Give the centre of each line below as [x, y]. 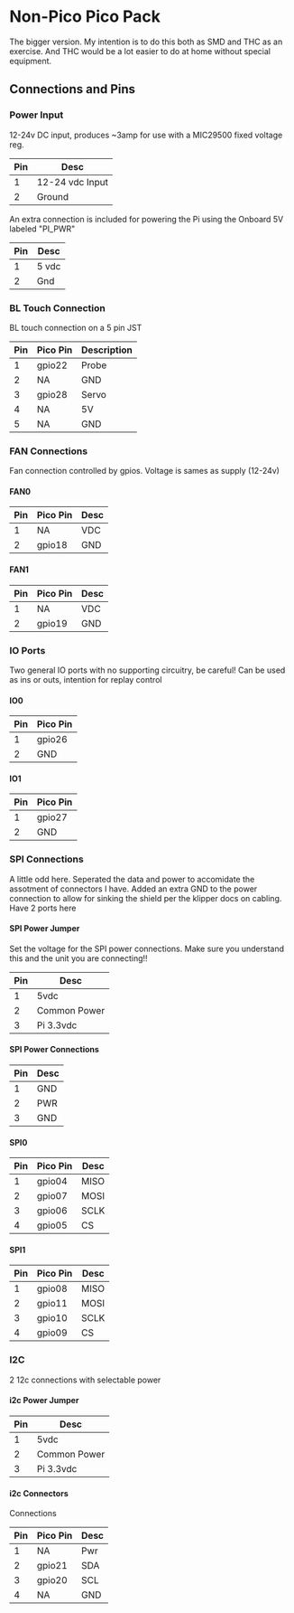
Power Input [37, 115]
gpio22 [52, 365]
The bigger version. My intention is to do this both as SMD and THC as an [146, 42]
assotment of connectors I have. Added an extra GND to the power [133, 889]
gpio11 [52, 1304]
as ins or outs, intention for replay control [86, 679]
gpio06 [52, 1211]
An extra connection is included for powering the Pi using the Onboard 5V [147, 219]
